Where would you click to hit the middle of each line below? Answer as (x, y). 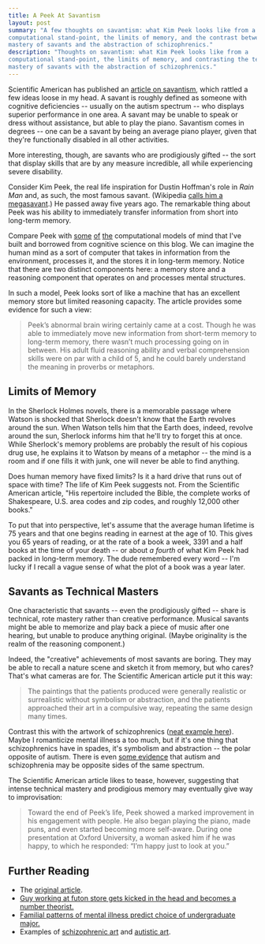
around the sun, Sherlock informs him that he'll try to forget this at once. (125, 435)
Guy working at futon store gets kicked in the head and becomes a (128, 898)
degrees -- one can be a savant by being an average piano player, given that (132, 131)
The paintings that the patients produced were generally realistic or (137, 692)
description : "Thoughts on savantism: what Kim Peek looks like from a (128, 52)
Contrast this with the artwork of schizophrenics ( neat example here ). (121, 732)
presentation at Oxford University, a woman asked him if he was (131, 838)
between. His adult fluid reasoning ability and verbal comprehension (138, 350)
